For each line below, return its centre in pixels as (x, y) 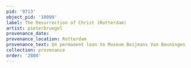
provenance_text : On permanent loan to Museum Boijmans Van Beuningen (96, 45)
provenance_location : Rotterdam (46, 39)
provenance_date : (28, 34)
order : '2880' (24, 56)
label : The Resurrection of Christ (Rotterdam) (67, 22)
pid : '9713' (21, 12)
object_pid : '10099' (32, 17)
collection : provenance (36, 50)
